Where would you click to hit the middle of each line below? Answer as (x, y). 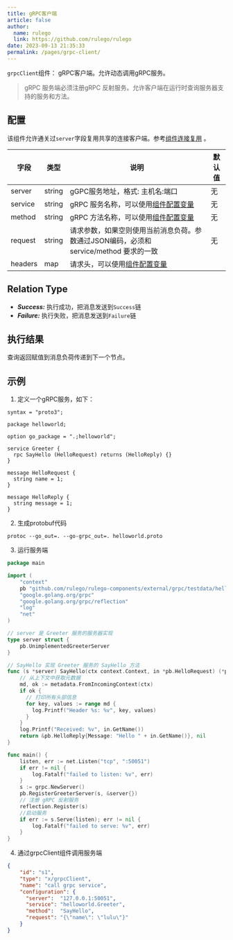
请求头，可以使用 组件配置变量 (119, 264)
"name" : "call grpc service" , (63, 885)
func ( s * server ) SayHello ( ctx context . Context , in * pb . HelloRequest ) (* (116, 672)
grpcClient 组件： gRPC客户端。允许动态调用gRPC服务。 (88, 73)
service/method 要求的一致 (114, 251)
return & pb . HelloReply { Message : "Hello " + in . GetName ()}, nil (113, 736)
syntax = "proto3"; (35, 412)
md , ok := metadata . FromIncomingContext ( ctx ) (87, 685)
